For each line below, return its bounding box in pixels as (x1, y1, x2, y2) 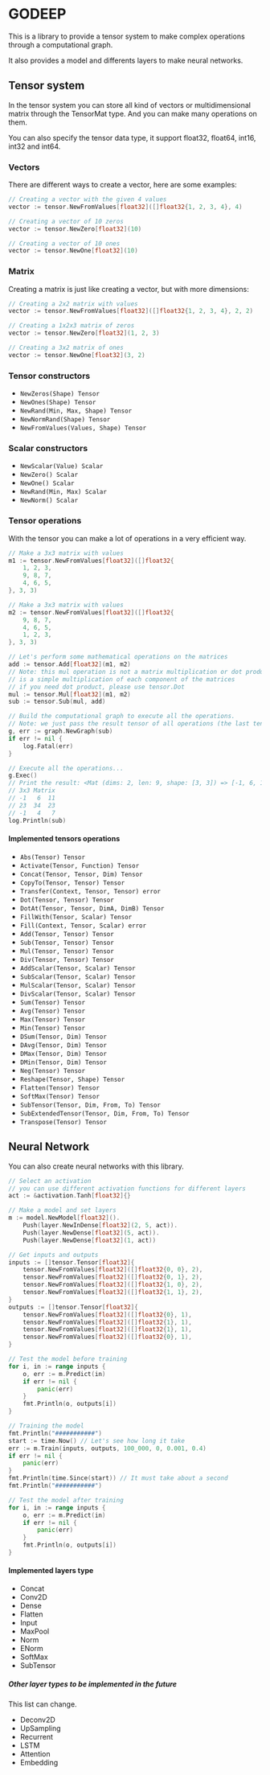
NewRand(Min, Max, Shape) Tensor (19, 407, 133, 415)
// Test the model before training (8, 1355, 128, 1363)
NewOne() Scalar (19, 479, 75, 487)
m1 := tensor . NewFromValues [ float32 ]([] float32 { (8, 557, 174, 565)
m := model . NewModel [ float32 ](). (8, 1214, 121, 1222)
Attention (19, 1749, 51, 1759)
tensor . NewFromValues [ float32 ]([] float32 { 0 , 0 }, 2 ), (22, 1266, 203, 1274)
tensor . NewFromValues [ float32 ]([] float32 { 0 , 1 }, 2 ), (22, 1273, 203, 1281)
